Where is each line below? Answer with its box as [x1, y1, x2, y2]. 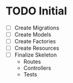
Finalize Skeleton [14, 51, 57, 58]
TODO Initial [5, 4, 68, 18]
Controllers [23, 64, 52, 72]
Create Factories [14, 38, 56, 45]
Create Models [14, 31, 52, 38]
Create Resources [14, 45, 60, 52]
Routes [23, 58, 42, 66]
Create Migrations [14, 24, 60, 31]
